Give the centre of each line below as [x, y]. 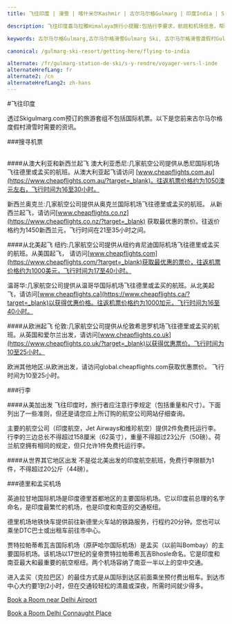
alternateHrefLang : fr [40, 70]
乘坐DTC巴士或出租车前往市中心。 [56, 530]
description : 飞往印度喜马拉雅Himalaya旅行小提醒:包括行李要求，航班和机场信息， [113, 26]
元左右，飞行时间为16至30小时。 [54, 189]
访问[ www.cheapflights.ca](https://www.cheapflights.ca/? [108, 294]
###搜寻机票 [25, 141]
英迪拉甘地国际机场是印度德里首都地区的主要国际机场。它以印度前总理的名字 [116, 498]
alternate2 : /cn [30, 77]
